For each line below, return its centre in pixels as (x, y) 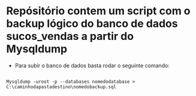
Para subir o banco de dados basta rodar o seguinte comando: (92, 65)
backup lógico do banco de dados (92, 24)
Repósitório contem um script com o (98, 11)
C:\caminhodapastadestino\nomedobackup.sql (61, 87)
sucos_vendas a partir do (70, 36)
